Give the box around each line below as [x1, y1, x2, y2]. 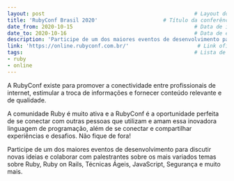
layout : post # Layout [7, 10, 219, 17]
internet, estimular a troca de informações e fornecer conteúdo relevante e [7, 88, 222, 97]
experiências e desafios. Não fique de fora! [7, 132, 131, 140]
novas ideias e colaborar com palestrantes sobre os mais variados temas [7, 152, 217, 161]
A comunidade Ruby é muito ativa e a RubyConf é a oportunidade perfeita [7, 109, 219, 118]
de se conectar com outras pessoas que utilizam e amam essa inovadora [7, 116, 217, 125]
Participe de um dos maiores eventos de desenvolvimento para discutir [7, 145, 212, 153]
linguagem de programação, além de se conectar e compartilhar [7, 124, 192, 132]
